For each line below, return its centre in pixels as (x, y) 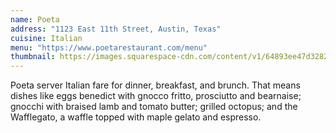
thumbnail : (33, 57)
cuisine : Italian (46, 38)
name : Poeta (35, 19)
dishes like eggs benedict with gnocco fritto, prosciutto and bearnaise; (156, 96)
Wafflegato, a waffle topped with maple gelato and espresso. (136, 117)
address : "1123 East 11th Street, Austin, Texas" (116, 29)
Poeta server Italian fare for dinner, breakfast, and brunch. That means (155, 85)
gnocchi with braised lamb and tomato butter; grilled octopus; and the (154, 107)
